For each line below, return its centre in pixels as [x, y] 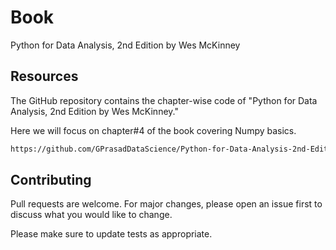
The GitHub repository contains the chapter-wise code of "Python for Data [164, 100]
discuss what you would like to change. [91, 215]
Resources [44, 76]
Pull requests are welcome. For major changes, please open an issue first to [166, 204]
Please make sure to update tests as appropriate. [111, 234]
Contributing [51, 180]
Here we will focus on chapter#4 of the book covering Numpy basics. [153, 130]
